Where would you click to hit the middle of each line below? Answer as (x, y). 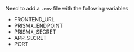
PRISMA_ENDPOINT (38, 26)
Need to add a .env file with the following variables (67, 8)
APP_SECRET (30, 38)
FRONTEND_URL (34, 19)
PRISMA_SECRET (35, 32)
